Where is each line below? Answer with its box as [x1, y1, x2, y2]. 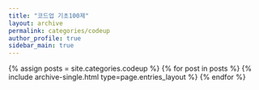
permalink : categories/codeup [8, 27, 111, 35]
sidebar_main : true [8, 42, 74, 50]
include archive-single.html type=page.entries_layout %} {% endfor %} [8, 72, 246, 82]
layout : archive [8, 19, 63, 27]
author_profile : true [8, 34, 82, 43]
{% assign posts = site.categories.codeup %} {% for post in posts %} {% [8, 63, 253, 73]
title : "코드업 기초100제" [8, 11, 89, 20]
